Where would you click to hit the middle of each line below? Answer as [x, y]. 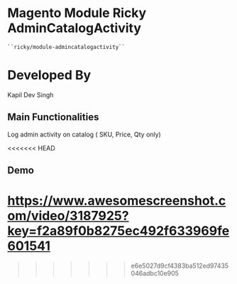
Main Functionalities [53, 118]
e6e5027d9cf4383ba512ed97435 [180, 266]
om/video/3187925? [68, 216]
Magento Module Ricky [77, 13]
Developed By [49, 75]
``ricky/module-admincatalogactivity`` [66, 47]
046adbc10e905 [155, 273]
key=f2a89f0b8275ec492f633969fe [118, 231]
